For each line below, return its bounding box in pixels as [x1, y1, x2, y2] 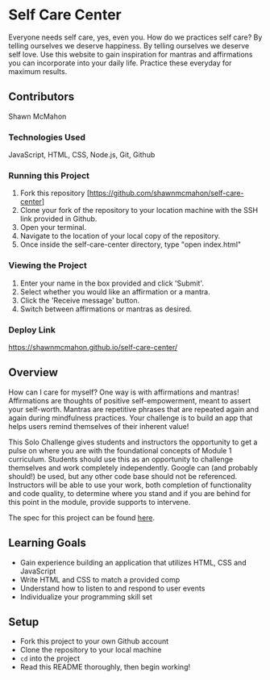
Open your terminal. [19, 223, 87, 232]
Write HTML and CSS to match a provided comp [19, 574, 180, 584]
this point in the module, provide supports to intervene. [8, 497, 191, 507]
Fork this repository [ [19, 188, 90, 198]
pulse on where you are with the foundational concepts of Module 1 [8, 445, 232, 455]
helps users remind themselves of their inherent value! [8, 421, 189, 431]
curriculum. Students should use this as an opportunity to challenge [8, 454, 234, 464]
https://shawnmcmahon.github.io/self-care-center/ [8, 342, 178, 352]
